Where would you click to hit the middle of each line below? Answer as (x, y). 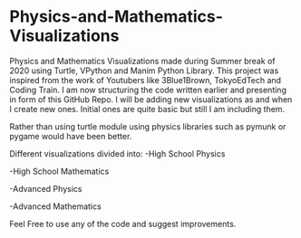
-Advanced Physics (46, 188)
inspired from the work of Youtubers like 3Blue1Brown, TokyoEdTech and (146, 80)
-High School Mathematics (59, 171)
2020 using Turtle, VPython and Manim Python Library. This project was (144, 71)
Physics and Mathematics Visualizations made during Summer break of (142, 61)
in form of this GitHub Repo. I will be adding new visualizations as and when (151, 99)
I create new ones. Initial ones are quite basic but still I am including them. (147, 109)
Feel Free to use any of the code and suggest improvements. (123, 224)
